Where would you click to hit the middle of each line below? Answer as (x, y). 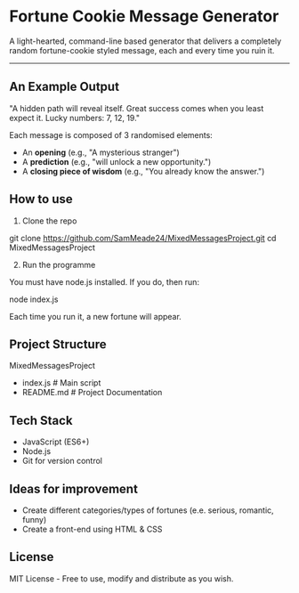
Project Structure (58, 344)
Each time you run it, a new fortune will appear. (96, 316)
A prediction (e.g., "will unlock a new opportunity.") (117, 161)
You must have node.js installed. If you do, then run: (105, 281)
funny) (34, 520)
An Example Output (65, 87)
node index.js (34, 299)
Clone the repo (49, 221)
